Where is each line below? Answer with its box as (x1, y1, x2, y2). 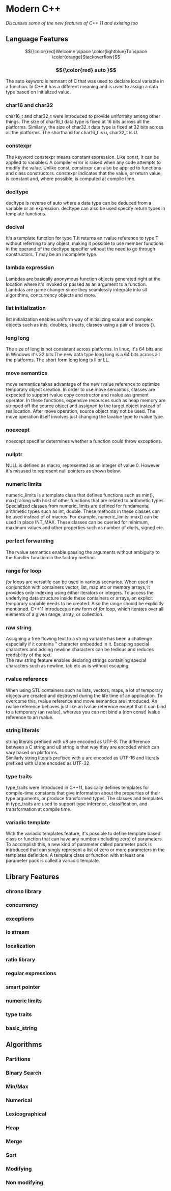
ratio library (6, 956, 36, 963)
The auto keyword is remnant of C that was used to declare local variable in (6, 78, 164, 84)
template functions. (6, 210, 47, 217)
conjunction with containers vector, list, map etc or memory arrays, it (6, 584, 150, 590)
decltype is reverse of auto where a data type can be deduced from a (6, 200, 152, 206)
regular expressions (6, 970, 56, 977)
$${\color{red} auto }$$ (55, 66, 117, 73)
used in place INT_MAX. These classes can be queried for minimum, (6, 519, 149, 526)
